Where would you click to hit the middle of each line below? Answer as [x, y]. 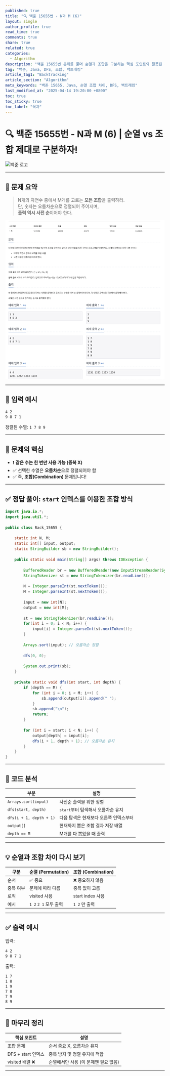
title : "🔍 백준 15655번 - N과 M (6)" [44, 16]
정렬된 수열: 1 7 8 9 [25, 427]
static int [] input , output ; [45, 544]
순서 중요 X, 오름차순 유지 [74, 1046]
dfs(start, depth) [27, 810]
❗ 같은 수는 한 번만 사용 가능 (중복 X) [47, 462]
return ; [40, 714]
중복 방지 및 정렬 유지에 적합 [76, 1054]
